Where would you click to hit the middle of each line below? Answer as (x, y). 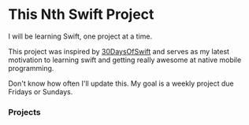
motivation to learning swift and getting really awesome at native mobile (125, 60)
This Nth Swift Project (81, 15)
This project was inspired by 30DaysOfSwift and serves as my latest (119, 51)
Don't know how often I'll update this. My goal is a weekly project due (121, 83)
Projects (24, 112)
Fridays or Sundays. (41, 91)
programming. (31, 68)
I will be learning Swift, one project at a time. (80, 36)
